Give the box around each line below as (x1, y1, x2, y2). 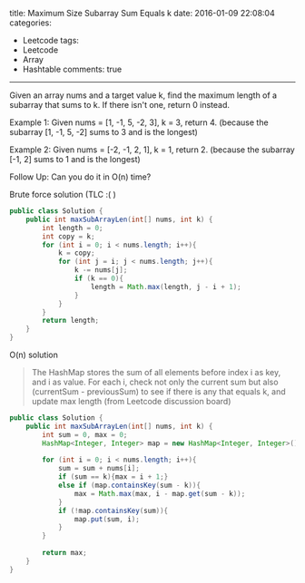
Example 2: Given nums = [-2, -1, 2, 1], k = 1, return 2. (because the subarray (9, 144, 295, 155)
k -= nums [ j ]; (74, 266, 128, 275)
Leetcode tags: (22, 35, 80, 45)
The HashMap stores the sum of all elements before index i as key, (31, 367, 281, 377)
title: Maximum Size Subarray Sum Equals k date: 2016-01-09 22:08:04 (9, 8, 275, 18)
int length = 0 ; (42, 223, 103, 232)
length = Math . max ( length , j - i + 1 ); (90, 282, 242, 291)
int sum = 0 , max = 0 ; (42, 430, 128, 439)
